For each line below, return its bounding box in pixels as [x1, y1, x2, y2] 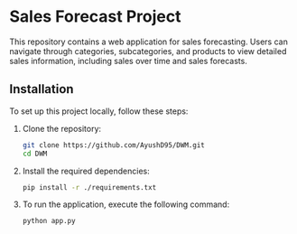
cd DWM [22, 149, 48, 158]
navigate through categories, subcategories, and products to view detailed [9, 45, 287, 56]
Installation [9, 81, 74, 97]
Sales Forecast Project [9, 6, 181, 27]
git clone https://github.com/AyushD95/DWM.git [22, 140, 205, 150]
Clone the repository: [22, 123, 102, 134]
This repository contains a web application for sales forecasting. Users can [9, 36, 289, 47]
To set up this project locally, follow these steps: [9, 106, 189, 117]
